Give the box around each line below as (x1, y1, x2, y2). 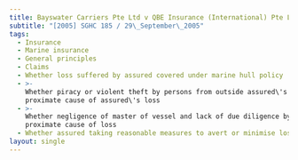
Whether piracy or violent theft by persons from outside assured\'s (25, 87, 288, 96)
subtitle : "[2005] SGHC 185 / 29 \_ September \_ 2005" (9, 21, 204, 30)
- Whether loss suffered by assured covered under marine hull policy (17, 71, 284, 80)
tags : (9, 29, 29, 38)
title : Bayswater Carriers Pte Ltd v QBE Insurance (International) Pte (9, 12, 284, 22)
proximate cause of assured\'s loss (25, 95, 161, 105)
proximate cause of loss (25, 121, 117, 130)
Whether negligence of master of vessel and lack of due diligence (25, 112, 279, 121)
